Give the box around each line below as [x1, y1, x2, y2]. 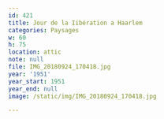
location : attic [8, 48, 61, 56]
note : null [8, 56, 44, 64]
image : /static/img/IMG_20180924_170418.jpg [8, 92, 157, 100]
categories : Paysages [8, 26, 80, 34]
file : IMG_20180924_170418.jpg [8, 63, 111, 71]
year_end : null [8, 84, 58, 93]
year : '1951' [8, 70, 51, 78]
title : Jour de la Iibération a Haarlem [8, 19, 143, 27]
